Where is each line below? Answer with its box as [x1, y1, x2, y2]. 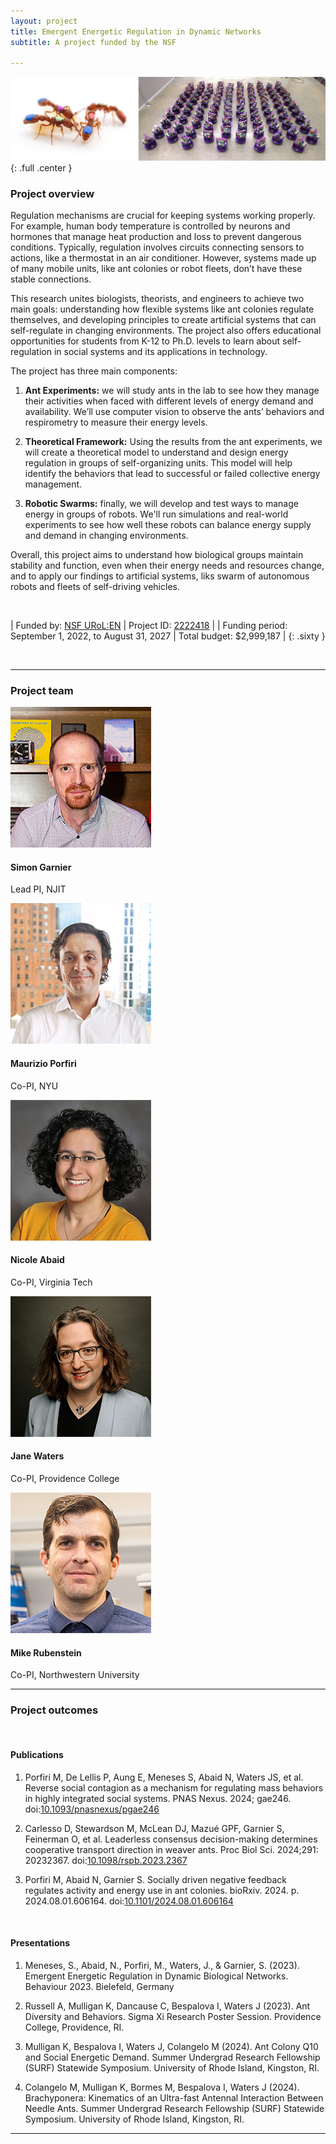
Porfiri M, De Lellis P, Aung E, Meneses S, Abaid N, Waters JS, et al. [24, 1771, 304, 1783]
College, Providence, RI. [24, 2021, 125, 2033]
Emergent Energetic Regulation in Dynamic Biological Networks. [24, 1970, 289, 1982]
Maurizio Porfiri [10, 1058, 77, 1070]
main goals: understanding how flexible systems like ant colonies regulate [10, 303, 315, 315]
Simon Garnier [10, 861, 72, 873]
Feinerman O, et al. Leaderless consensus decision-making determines [24, 1833, 318, 1845]
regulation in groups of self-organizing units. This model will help [24, 456, 293, 469]
